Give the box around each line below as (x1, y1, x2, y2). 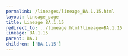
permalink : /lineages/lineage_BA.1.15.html (5, 8, 115, 15)
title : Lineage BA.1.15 (5, 19, 65, 25)
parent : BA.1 (5, 36, 38, 41)
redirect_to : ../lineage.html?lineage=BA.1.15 (5, 24, 123, 31)
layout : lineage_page (5, 14, 59, 20)
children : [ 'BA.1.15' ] (5, 41, 62, 47)
